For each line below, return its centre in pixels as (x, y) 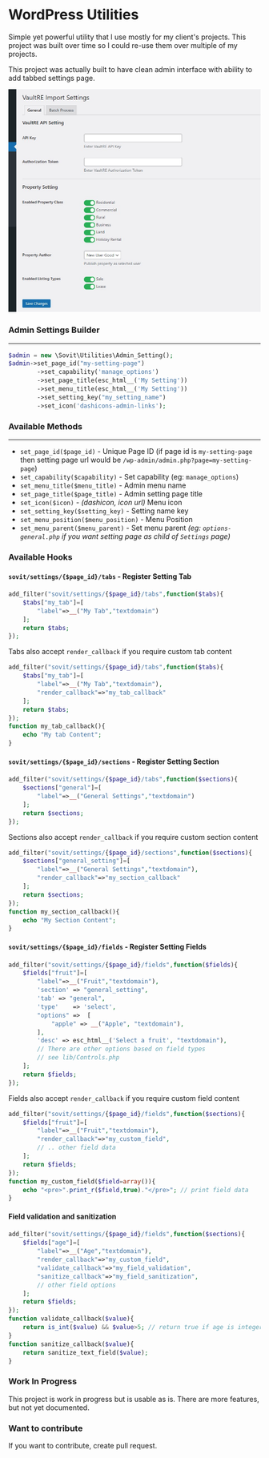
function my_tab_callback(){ (57, 726)
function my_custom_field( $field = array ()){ (82, 1181)
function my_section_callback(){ (64, 912)
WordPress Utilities (74, 15)
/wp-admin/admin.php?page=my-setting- (187, 460)
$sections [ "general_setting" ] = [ (76, 861)
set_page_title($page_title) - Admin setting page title (111, 493)
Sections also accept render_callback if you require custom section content (133, 837)
